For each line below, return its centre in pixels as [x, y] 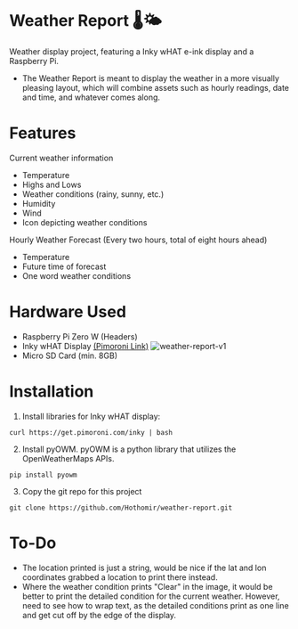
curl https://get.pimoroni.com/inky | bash [91, 432]
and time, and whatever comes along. [91, 97]
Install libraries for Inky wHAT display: [91, 416]
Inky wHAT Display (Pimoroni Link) [85, 346]
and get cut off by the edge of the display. [99, 615]
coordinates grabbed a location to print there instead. [120, 577]
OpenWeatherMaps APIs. [68, 458]
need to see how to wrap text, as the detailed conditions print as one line [155, 605]
